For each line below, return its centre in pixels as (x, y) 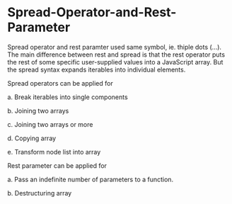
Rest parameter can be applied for (57, 165)
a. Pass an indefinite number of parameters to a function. (91, 179)
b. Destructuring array (40, 193)
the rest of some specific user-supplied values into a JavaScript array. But (115, 62)
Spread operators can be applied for (60, 83)
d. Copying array (32, 138)
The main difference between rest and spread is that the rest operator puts (116, 55)
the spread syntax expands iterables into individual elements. (97, 69)
